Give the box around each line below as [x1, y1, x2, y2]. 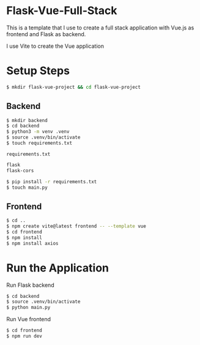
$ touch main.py [6, 184, 48, 191]
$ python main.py [6, 305, 51, 311]
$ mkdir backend [6, 117, 48, 123]
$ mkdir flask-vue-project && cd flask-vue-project [6, 84, 141, 90]
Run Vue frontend [6, 316, 51, 323]
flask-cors [6, 167, 34, 173]
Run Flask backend [6, 281, 54, 289]
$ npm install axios [6, 240, 59, 246]
